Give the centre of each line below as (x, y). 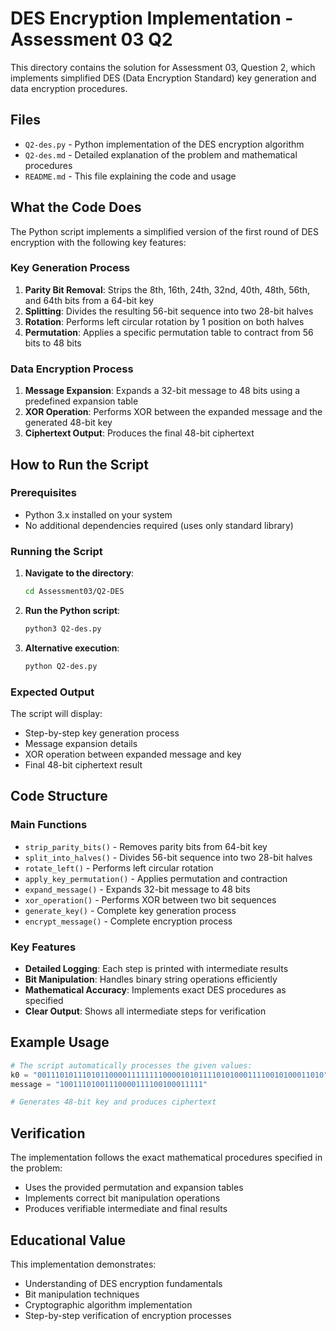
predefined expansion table (81, 401)
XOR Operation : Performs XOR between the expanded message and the (173, 412)
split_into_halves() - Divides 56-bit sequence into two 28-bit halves (168, 857)
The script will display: (56, 714)
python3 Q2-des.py (63, 629)
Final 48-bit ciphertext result (83, 765)
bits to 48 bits (53, 343)
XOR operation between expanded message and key (133, 754)
